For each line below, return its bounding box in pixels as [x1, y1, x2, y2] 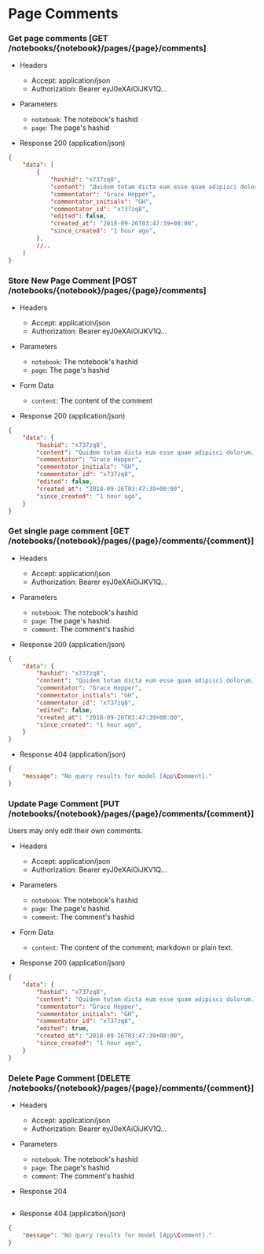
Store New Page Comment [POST [8, 275, 137, 286]
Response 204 [19, 1186, 68, 1196]
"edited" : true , [36, 1025, 90, 1033]
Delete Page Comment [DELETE [8, 1073, 131, 1084]
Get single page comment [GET [8, 526, 130, 537]
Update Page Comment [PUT [8, 798, 120, 809]
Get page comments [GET [8, 33, 108, 44]
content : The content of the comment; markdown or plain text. [31, 943, 233, 952]
